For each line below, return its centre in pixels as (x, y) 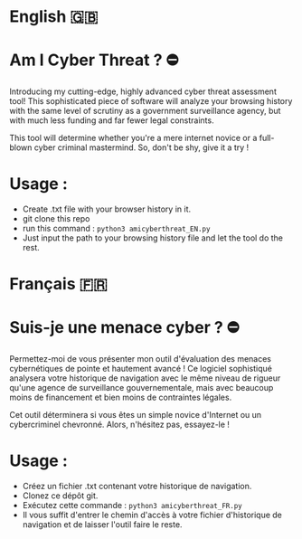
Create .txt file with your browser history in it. (107, 209)
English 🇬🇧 (54, 17)
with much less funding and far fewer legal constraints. (112, 120)
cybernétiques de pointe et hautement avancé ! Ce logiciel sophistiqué (141, 369)
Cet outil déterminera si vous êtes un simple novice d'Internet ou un (136, 415)
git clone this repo (56, 219)
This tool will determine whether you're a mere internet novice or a (133, 138)
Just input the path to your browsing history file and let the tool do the (152, 238)
